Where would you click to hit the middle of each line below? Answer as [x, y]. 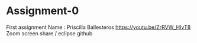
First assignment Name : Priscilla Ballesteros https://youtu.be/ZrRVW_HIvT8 [98, 27]
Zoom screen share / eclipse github [49, 33]
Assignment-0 [43, 11]
